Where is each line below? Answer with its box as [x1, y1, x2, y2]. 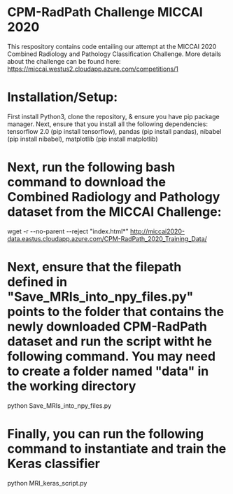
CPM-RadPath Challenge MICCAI [7, 4, 203, 20]
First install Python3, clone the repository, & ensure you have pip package [7, 112, 220, 121]
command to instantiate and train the [7, 441, 227, 456]
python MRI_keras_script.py [7, 479, 87, 487]
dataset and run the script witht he [7, 334, 212, 349]
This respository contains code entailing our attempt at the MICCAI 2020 [7, 42, 217, 50]
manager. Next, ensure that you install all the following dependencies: [7, 120, 209, 128]
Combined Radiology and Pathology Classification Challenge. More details [7, 50, 222, 58]
